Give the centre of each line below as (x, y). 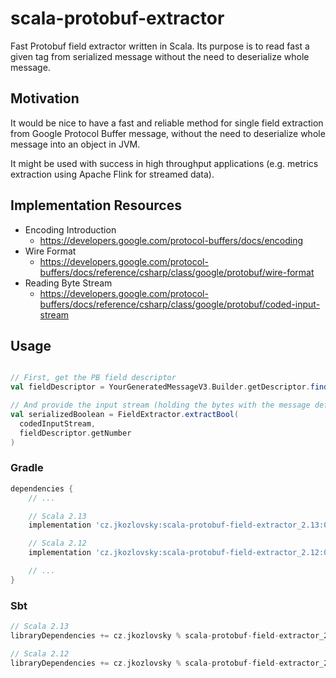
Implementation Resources (96, 205)
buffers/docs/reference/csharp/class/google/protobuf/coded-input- (180, 304)
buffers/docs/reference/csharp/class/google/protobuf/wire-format (177, 272)
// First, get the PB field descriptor (93, 378)
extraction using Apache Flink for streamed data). (112, 174)
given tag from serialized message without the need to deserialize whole (160, 56)
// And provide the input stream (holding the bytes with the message (160, 405)
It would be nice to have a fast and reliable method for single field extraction (167, 123)
